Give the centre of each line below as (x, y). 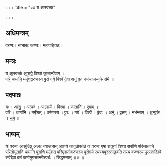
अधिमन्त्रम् (17, 33)
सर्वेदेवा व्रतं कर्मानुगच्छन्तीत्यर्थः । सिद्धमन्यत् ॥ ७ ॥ (45, 158)
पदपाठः (13, 95)
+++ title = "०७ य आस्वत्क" (30, 7)
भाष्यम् (12, 134)
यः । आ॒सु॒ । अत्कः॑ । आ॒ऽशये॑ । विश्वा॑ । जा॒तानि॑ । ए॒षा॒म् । (52, 107)
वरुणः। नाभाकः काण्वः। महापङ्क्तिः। (34, 45)
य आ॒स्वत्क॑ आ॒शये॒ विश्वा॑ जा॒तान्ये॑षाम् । (35, 73)
